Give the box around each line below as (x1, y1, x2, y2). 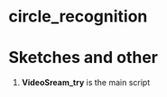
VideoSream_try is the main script (21, 77, 151, 88)
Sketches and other (8, 48, 159, 68)
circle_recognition (8, 6, 148, 27)
